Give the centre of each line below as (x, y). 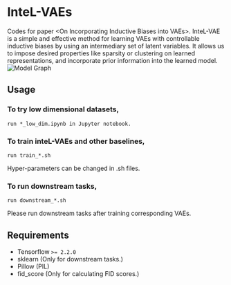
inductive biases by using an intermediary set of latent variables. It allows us (116, 46)
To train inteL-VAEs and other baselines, (76, 141)
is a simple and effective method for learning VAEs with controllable (103, 38)
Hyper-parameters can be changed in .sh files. (74, 168)
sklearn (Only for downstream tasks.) (70, 259)
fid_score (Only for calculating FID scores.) (78, 274)
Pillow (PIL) (33, 266)
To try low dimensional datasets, (63, 109)
